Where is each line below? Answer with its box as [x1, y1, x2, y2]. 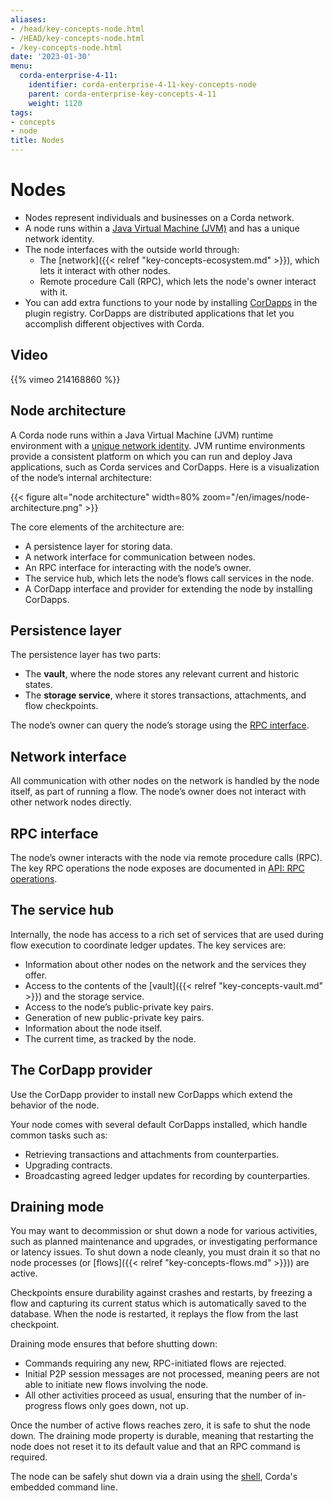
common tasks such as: [10, 1129, 108, 1141]
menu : [10, 61, 33, 71]
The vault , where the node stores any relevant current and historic [24, 668, 300, 680]
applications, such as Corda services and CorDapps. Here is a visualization [10, 461, 320, 473]
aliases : [10, 14, 47, 25]
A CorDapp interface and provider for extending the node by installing [24, 582, 313, 595]
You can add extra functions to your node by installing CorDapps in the [24, 296, 318, 308]
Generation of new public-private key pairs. [24, 1011, 205, 1023]
